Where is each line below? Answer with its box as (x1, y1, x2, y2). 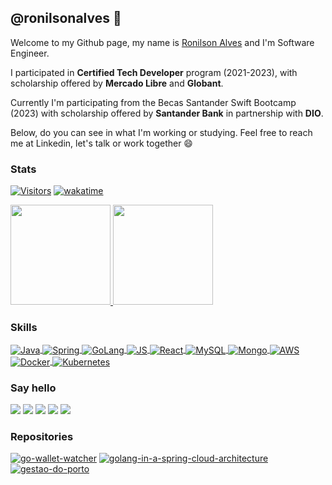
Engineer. (10, 47, 50, 59)
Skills (10, 321, 38, 335)
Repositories (10, 429, 74, 443)
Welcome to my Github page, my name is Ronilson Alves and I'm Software (10, 36, 315, 48)
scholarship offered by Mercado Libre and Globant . (10, 77, 224, 89)
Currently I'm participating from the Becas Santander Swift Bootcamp (10, 96, 297, 108)
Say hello (10, 381, 57, 395)
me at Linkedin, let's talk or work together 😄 (10, 137, 193, 149)
